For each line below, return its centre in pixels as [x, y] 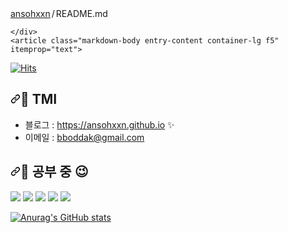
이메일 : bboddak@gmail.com [84, 137]
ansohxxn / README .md [59, 13]
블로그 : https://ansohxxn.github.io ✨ [99, 124]
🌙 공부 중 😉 [54, 172]
